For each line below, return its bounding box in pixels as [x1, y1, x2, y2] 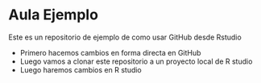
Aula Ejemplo [8, 6, 99, 24]
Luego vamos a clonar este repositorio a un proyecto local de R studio [19, 56, 253, 66]
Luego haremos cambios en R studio [19, 64, 143, 74]
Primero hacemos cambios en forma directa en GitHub [19, 48, 201, 57]
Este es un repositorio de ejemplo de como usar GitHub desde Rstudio [8, 32, 242, 42]
